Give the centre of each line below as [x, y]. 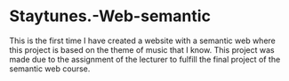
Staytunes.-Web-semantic [110, 16]
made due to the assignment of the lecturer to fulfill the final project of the [145, 59]
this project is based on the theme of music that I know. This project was [142, 49]
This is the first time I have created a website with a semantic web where [142, 40]
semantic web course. [50, 69]
